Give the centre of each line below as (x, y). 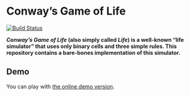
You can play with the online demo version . (60, 86)
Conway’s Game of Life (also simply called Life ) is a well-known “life (95, 39)
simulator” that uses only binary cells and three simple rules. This (92, 46)
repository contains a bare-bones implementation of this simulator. (93, 52)
